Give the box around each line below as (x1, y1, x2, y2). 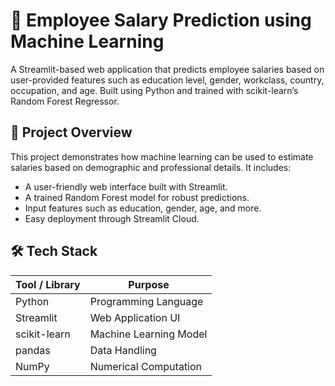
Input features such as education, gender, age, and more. (24, 202, 262, 214)
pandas (15, 343, 51, 357)
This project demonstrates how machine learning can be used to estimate (10, 150, 314, 163)
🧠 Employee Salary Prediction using (10, 9, 312, 32)
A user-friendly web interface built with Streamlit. (24, 180, 228, 193)
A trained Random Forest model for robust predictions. (24, 191, 250, 203)
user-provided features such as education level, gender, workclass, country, (10, 74, 325, 86)
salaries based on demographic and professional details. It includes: (10, 161, 292, 173)
